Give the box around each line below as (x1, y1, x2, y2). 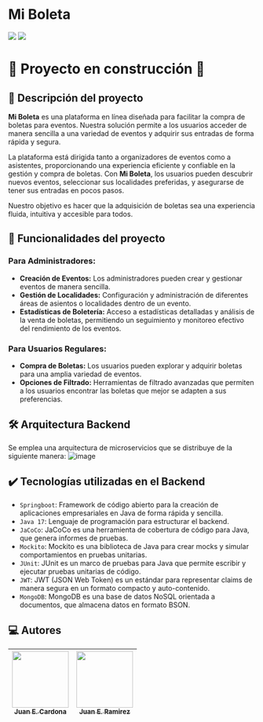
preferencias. (19, 394, 63, 404)
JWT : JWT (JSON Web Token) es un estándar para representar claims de (19, 575, 253, 585)
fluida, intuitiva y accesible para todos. (8, 209, 133, 218)
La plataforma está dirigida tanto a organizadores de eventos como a (8, 152, 232, 162)
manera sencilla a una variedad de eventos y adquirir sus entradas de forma (8, 128, 254, 138)
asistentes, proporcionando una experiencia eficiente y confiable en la (8, 160, 236, 170)
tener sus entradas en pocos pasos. (8, 185, 124, 195)
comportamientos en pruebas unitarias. (19, 550, 148, 559)
